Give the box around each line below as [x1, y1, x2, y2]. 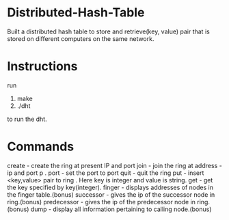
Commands [7, 139, 75, 154]
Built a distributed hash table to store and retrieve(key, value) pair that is [7, 27, 210, 36]
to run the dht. [7, 115, 47, 123]
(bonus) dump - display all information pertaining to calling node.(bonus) [7, 205, 212, 213]
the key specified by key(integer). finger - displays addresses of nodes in [7, 183, 214, 191]
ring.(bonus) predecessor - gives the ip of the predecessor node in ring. [7, 197, 211, 206]
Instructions [7, 59, 78, 74]
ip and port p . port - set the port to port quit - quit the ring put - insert [7, 169, 204, 177]
